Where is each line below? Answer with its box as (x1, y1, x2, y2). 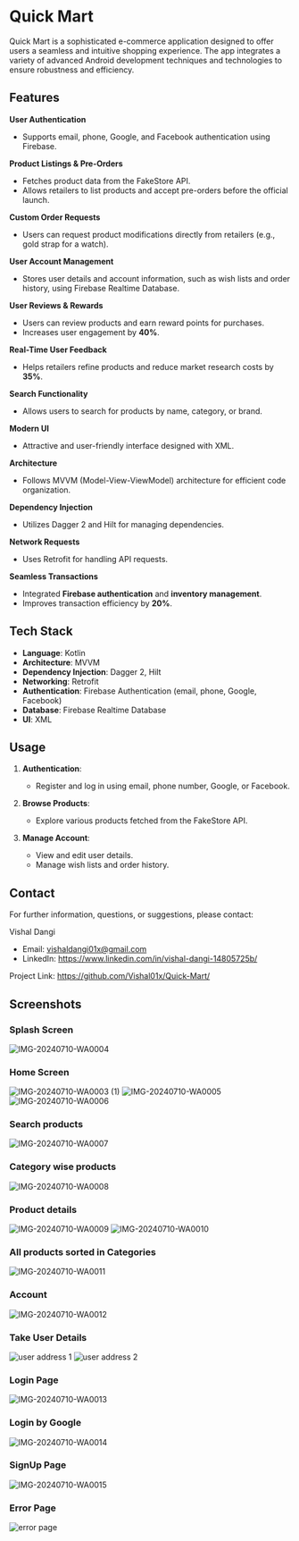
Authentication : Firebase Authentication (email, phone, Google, (21, 686, 257, 696)
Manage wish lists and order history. (35, 860, 170, 871)
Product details (9, 1203, 78, 1216)
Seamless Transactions (9, 570, 98, 582)
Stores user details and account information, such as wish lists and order (21, 273, 291, 283)
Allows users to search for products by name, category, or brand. (21, 405, 263, 417)
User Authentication (9, 114, 87, 124)
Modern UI (9, 423, 49, 434)
